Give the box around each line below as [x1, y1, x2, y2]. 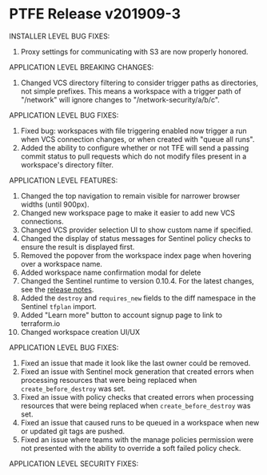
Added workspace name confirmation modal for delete [20, 268, 201, 277]
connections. [20, 216, 64, 226]
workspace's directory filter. [20, 159, 114, 169]
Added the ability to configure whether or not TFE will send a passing [20, 143, 249, 152]
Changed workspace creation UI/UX [20, 327, 141, 336]
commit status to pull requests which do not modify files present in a [20, 151, 247, 161]
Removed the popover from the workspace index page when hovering [20, 250, 252, 260]
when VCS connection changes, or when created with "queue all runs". [20, 134, 255, 144]
